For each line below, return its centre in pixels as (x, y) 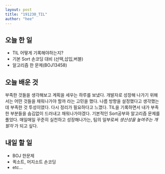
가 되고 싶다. (26, 126)
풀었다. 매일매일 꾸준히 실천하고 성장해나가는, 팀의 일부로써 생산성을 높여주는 (79, 120)
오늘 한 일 (19, 40)
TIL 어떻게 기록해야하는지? (38, 53)
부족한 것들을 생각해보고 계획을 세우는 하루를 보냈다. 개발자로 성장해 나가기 (77, 95)
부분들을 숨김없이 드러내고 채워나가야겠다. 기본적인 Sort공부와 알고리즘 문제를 (85, 113)
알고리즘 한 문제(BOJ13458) (40, 65)
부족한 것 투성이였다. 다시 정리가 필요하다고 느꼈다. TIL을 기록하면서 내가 (80, 107)
